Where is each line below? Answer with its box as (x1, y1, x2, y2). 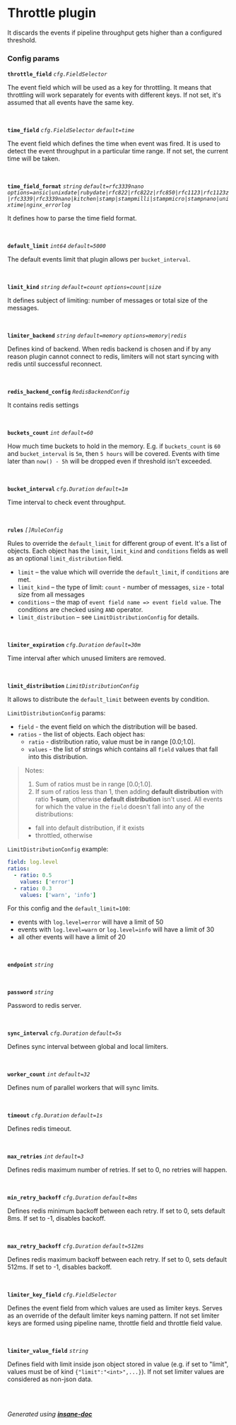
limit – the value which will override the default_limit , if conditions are (17, 568, 230, 577)
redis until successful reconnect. (7, 360, 102, 368)
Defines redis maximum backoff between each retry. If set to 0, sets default (7, 1255, 228, 1264)
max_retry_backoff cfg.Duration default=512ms (7, 1243, 144, 1250)
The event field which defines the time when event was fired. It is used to (7, 139, 221, 148)
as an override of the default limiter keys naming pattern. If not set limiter (7, 1311, 220, 1320)
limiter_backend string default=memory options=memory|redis (7, 332, 187, 340)
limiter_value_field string (7, 1348, 88, 1355)
